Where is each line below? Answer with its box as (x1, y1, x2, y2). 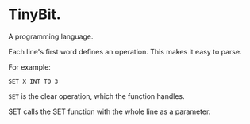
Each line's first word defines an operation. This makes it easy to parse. (8, 47, 242, 56)
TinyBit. (8, 6, 61, 24)
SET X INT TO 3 (8, 77, 59, 85)
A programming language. (8, 32, 94, 41)
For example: (8, 62, 52, 72)
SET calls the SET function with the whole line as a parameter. (8, 107, 211, 116)
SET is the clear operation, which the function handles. (8, 91, 185, 100)
